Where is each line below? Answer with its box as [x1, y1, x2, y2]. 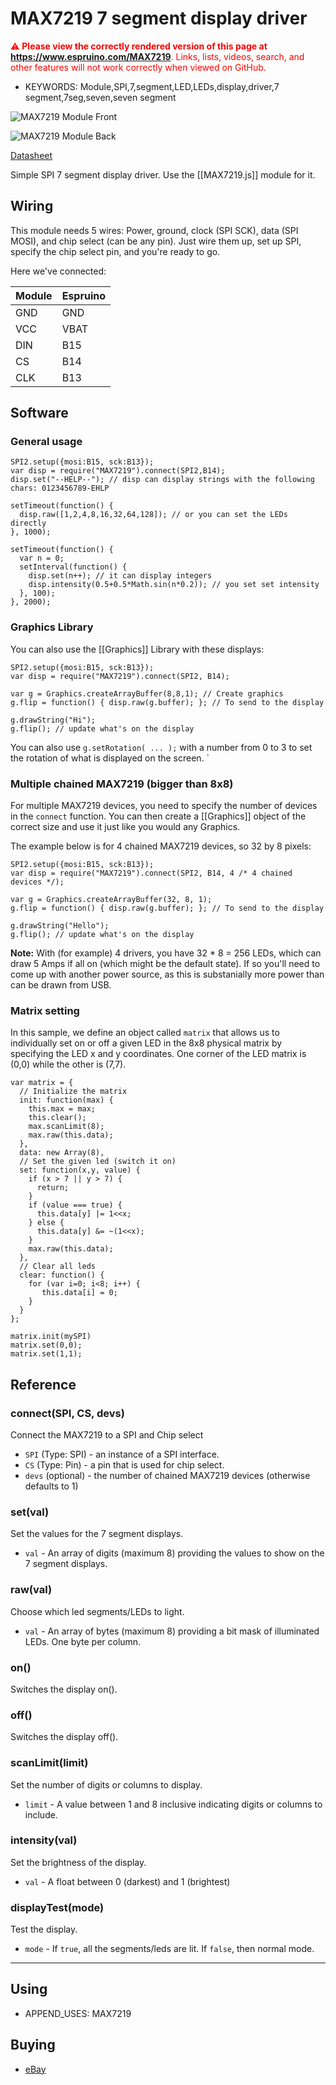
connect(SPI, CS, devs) [10, 1406, 125, 1420]
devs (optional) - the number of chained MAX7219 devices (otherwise [24, 1470, 311, 1482]
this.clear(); [28, 1113, 87, 1123]
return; [36, 1183, 70, 1193]
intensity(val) [10, 1833, 78, 1847]
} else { [28, 1218, 65, 1228]
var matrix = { [10, 1078, 74, 1088]
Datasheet [10, 149, 53, 161]
